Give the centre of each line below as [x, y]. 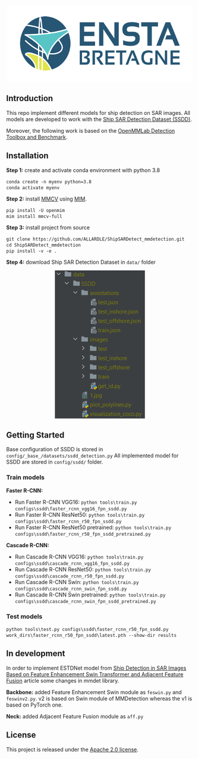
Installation [27, 156]
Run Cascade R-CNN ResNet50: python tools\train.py [83, 569]
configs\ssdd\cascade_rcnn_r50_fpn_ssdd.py [70, 576]
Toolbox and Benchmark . [37, 137]
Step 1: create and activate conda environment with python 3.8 [83, 170]
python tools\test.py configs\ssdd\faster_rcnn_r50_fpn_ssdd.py [87, 630]
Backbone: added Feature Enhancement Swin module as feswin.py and [94, 692]
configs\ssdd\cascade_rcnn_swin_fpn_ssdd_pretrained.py [85, 601]
